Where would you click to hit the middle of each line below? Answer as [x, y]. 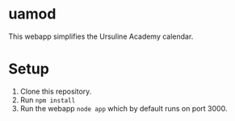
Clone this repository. [56, 91]
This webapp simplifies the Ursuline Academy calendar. [101, 36]
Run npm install [48, 100]
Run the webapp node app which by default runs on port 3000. [124, 108]
